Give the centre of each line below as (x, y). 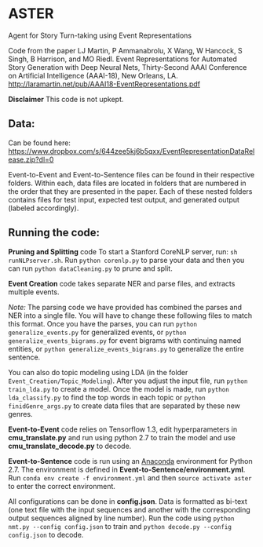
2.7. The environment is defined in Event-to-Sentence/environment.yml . (127, 469)
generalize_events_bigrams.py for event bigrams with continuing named (125, 340)
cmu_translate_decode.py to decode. (70, 446)
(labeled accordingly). (44, 208)
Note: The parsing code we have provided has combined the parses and (125, 307)
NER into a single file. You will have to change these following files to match (130, 315)
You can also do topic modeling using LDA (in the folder (98, 372)
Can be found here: (39, 143)
